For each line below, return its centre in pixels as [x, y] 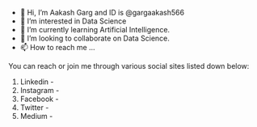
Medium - [36, 116]
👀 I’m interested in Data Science [73, 21]
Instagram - [40, 90]
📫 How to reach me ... [57, 47]
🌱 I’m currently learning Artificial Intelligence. [95, 30]
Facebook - [39, 99]
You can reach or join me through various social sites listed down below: [129, 66]
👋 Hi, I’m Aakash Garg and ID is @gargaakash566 [102, 13]
